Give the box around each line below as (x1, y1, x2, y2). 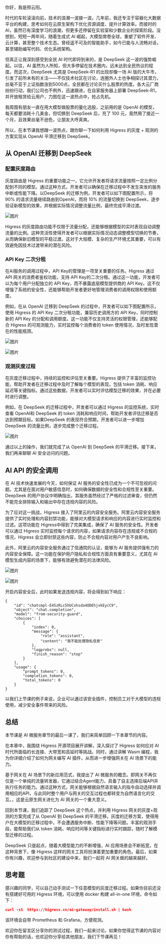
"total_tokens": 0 (23, 678, 61, 683)
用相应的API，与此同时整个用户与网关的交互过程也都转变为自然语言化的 (5, 790, 151, 796)
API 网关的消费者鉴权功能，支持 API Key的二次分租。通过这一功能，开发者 (5, 274, 156, 280)
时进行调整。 (5, 394, 31, 400)
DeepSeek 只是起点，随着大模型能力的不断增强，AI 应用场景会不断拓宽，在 (5, 842, 159, 848)
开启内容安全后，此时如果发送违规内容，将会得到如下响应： (5, 589, 126, 595)
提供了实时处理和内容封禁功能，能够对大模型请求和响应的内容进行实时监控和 (5, 516, 161, 522)
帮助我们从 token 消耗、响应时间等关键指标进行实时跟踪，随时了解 (18, 825, 153, 831)
